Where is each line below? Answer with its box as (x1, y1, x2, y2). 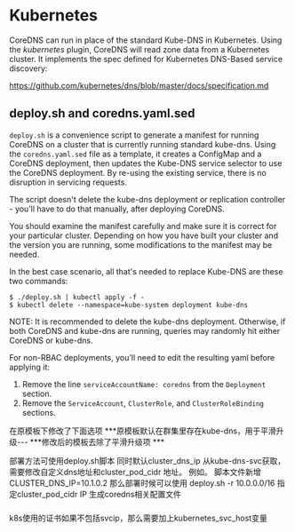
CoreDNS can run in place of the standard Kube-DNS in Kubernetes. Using (9, 35, 283, 45)
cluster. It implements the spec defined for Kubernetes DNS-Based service (9, 53, 283, 64)
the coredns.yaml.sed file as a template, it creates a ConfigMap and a (9, 148, 262, 159)
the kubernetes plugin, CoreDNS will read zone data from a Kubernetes (9, 44, 270, 54)
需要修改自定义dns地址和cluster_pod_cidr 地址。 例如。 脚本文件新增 (9, 466, 261, 477)
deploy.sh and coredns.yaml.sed (9, 106, 195, 121)
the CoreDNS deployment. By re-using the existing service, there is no (9, 167, 267, 178)
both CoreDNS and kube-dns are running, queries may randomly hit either (9, 325, 281, 336)
